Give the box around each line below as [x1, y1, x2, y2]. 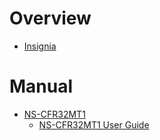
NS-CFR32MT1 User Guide [38, 118, 150, 131]
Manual [9, 75, 74, 98]
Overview [9, 7, 92, 30]
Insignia [23, 40, 57, 52]
